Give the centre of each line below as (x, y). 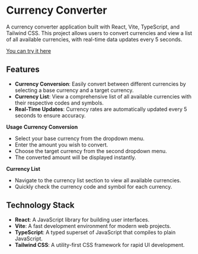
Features (23, 70)
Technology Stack (40, 205)
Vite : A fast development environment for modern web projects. (93, 226)
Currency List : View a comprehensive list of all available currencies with (103, 96)
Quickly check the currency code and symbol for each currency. (93, 186)
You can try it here (29, 50)
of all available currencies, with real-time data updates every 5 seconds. (94, 39)
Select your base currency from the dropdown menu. (80, 138)
